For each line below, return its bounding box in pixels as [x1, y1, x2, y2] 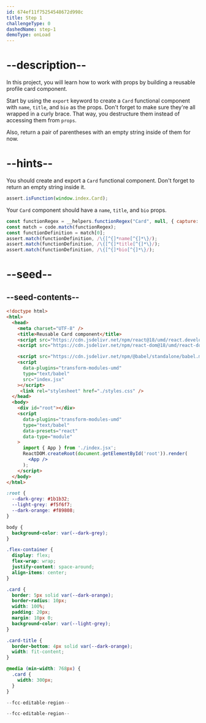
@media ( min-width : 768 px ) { [6, 666, 81, 672]
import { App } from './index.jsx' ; [22, 445, 116, 451]
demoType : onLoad [6, 32, 51, 38]
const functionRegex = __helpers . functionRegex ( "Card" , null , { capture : [6, 218, 199, 224]
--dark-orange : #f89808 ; [12, 507, 75, 514]
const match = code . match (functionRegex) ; [6, 224, 116, 230]
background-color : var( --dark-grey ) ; [12, 530, 109, 536]
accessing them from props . [6, 117, 77, 124]
